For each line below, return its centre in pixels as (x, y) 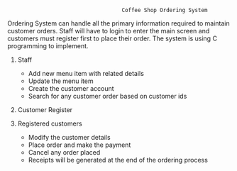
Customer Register (45, 110)
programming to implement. (48, 46)
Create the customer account (71, 88)
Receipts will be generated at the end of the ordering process (118, 160)
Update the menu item (61, 81)
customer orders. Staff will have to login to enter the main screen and (109, 31)
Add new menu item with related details (86, 73)
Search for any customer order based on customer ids (108, 96)
